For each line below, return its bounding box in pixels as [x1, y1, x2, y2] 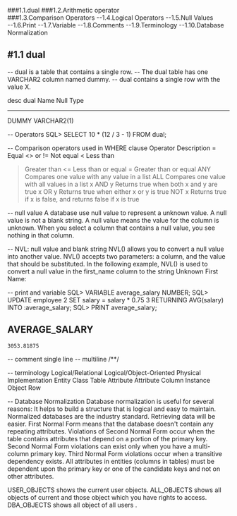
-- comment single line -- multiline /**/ [7, 355, 120, 363]
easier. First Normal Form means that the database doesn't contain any [7, 419, 214, 428]
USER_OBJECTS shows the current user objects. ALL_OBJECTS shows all [7, 486, 221, 494]
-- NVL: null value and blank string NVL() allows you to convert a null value [7, 245, 224, 253]
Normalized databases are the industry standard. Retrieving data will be [7, 412, 216, 420]
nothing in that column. [7, 231, 75, 239]
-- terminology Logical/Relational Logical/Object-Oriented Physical [7, 368, 201, 376]
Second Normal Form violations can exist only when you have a [7, 442, 192, 450]
